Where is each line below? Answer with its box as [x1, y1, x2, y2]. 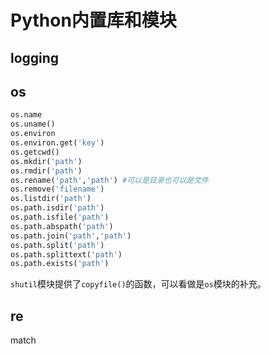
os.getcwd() [10, 147, 60, 157]
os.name [10, 110, 43, 120]
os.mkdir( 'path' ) [10, 156, 83, 166]
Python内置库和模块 [10, 9, 177, 32]
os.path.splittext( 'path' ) [10, 249, 123, 260]
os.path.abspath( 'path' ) [10, 221, 114, 231]
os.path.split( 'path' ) [10, 240, 105, 250]
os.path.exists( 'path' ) [10, 259, 110, 269]
